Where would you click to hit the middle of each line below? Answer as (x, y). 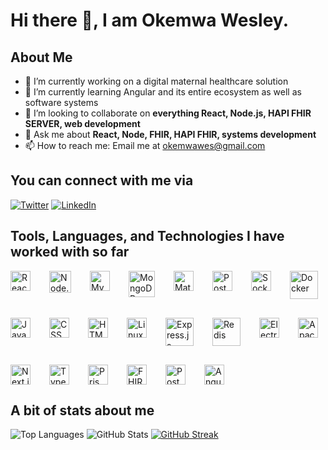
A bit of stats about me (82, 410)
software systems (61, 102)
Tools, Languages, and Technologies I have (147, 236)
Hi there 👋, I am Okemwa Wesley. (149, 20)
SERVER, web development (82, 123)
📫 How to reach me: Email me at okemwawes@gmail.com (145, 145)
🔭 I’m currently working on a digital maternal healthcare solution (156, 81)
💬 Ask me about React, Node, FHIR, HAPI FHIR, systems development (170, 134)
